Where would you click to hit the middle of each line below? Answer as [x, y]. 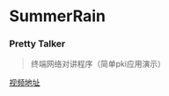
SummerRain [57, 16]
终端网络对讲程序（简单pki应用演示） [98, 64]
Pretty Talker [37, 44]
